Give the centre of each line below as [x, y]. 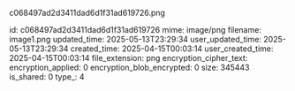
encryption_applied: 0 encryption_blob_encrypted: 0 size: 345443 [129, 67]
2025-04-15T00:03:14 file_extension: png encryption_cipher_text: [129, 58]
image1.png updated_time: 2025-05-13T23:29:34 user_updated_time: [136, 39]
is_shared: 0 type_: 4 [47, 77]
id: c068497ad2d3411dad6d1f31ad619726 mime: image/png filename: [136, 30]
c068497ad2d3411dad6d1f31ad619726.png [87, 13]
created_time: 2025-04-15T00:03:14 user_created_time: [172, 49]
